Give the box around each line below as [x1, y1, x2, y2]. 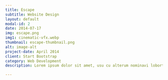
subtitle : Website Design [5, 12, 59, 17]
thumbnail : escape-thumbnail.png [5, 40, 75, 45]
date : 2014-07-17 [5, 26, 41, 31]
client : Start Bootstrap [5, 53, 57, 59]
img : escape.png [5, 30, 39, 35]
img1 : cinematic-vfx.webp [5, 35, 59, 40]
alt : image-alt [5, 44, 37, 49]
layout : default [5, 16, 39, 21]
